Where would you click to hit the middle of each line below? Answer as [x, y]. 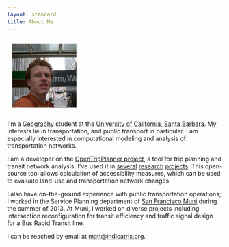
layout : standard [32, 14]
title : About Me [30, 22]
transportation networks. [42, 145]
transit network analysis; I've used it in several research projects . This [105, 166]
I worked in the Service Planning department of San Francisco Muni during [112, 201]
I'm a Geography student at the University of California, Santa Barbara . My [112, 124]
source [17, 173]
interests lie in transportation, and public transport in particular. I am [103, 131]
